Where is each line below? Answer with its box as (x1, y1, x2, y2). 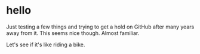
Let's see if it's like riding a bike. (6, 41, 85, 48)
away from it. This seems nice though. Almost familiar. (6, 29, 140, 36)
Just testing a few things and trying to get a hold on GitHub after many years (6, 23, 195, 30)
